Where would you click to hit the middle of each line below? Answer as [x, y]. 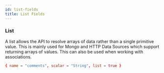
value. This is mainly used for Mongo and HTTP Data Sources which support [82, 46]
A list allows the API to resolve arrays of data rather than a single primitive [80, 41]
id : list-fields [22, 9]
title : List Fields [25, 14]
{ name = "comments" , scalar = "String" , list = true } [63, 66]
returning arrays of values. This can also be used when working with [74, 52]
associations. [18, 57]
